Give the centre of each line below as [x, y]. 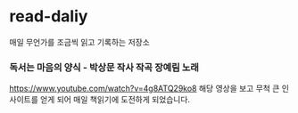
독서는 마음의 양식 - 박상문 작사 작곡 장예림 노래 [104, 67]
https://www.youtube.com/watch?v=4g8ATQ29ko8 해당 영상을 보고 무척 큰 [145, 89]
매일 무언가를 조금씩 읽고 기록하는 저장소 [79, 42]
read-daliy [49, 16]
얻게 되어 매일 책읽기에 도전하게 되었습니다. [115, 100]
